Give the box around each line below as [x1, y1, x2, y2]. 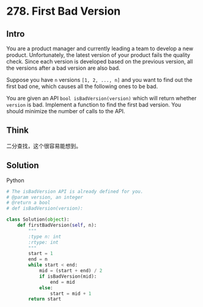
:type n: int [28, 234, 62, 240]
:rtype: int [28, 239, 59, 245]
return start [28, 296, 62, 302]
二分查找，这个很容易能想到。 [6, 142, 81, 149]
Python [6, 176, 24, 184]
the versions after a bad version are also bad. [6, 64, 120, 72]
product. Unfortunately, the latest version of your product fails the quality [6, 51, 191, 59]
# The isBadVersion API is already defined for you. [6, 188, 144, 194]
